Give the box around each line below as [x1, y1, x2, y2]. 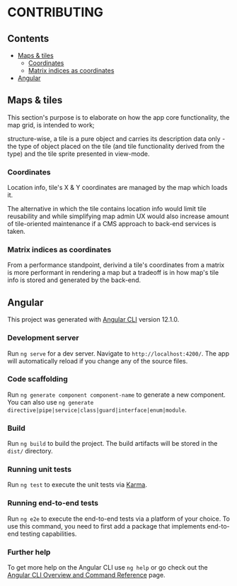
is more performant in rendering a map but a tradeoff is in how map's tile [7, 269, 219, 277]
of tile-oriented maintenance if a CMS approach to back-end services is [7, 220, 217, 228]
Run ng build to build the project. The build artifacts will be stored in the [7, 439, 218, 448]
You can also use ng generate [7, 398, 94, 406]
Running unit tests [7, 465, 72, 475]
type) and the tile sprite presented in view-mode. [7, 150, 150, 158]
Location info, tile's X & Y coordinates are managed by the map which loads [7, 184, 228, 192]
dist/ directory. [7, 447, 53, 456]
